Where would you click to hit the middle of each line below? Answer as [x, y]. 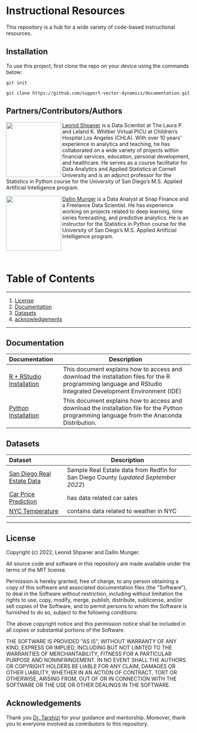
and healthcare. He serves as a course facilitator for [125, 162]
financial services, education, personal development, [126, 156]
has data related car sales [102, 498]
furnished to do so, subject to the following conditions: [72, 612]
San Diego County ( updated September [121, 477]
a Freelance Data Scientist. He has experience [118, 205]
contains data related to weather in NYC [122, 511]
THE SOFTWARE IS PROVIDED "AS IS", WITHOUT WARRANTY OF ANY [91, 641]
